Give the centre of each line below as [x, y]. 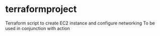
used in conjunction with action [38, 28]
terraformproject [41, 9]
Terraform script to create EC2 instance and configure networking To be [80, 23]
